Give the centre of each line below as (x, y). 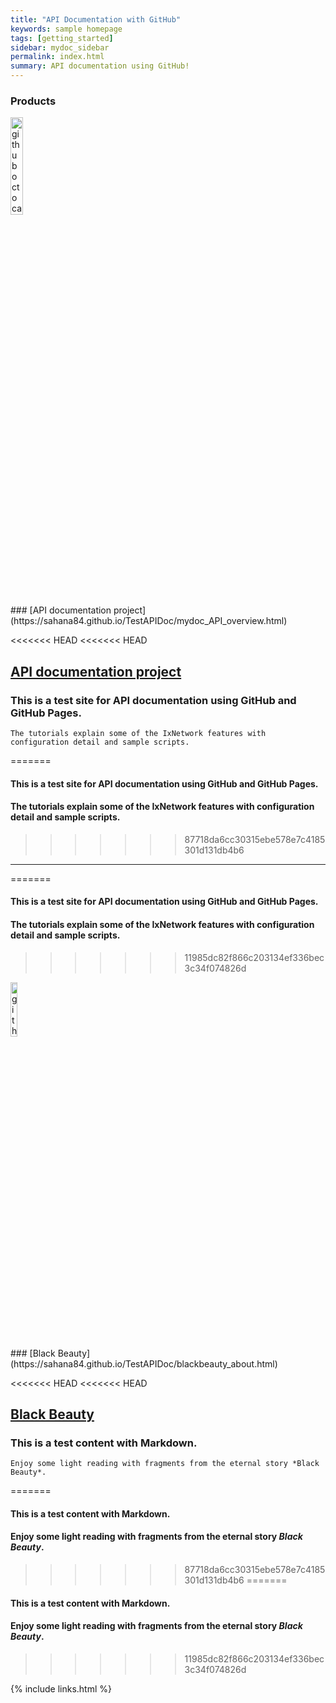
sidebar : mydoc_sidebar (60, 47)
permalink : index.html (57, 57)
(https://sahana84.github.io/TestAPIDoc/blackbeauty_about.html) (144, 1363)
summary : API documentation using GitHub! (100, 66)
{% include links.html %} (61, 1688)
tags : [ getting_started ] (62, 38)
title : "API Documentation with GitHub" (96, 19)
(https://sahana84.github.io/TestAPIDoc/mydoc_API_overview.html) (149, 621)
